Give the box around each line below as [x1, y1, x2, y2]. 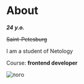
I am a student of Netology [6, 47, 73, 55]
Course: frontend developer [6, 59, 78, 66]
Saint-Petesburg [6, 35, 47, 43]
